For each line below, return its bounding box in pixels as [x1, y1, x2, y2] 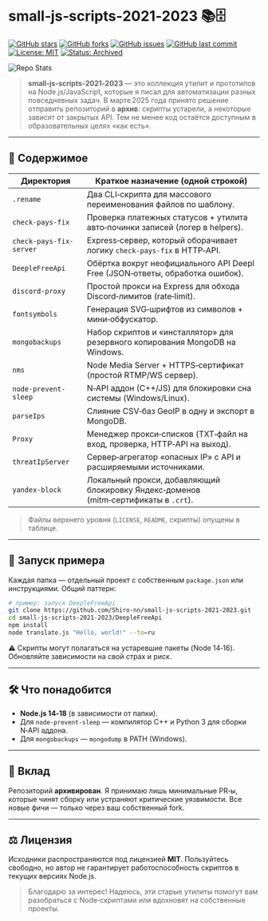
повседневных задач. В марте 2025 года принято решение [27, 95, 229, 105]
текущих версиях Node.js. [8, 871, 97, 881]
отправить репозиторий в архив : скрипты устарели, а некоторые [27, 104, 251, 113]
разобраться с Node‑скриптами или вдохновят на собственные [27, 895, 246, 905]
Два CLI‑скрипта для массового [86, 189, 212, 200]
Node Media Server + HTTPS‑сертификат [86, 359, 244, 371]
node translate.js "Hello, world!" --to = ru [8, 629, 156, 637]
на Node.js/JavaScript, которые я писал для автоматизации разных [27, 86, 256, 97]
